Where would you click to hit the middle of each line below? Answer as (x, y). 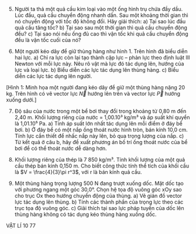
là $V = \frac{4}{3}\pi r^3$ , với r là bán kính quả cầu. (78, 172)
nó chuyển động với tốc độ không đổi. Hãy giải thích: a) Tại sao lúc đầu (100, 21)
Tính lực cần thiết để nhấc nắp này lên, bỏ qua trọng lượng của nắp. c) (99, 136)
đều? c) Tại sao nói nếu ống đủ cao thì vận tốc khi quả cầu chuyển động (101, 34)
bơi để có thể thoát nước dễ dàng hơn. (61, 148)
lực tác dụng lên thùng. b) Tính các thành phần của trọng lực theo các (99, 202)
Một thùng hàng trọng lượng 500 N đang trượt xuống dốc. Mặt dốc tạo (99, 183)
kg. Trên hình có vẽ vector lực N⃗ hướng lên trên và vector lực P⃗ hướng (93, 94)
